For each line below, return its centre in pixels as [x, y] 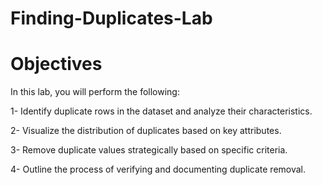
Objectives [56, 64]
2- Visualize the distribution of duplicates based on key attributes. [146, 131]
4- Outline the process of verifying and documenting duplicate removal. [158, 169]
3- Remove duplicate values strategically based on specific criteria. [149, 150]
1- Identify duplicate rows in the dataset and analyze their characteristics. [161, 111]
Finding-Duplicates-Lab [111, 18]
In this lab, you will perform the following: [95, 92]
